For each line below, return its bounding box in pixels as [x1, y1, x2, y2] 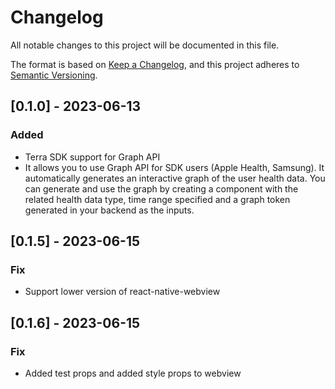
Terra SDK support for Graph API [24, 151, 161, 163]
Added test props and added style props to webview [24, 367, 242, 379]
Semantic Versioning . [10, 69, 98, 81]
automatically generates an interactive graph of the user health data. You [24, 172, 326, 184]
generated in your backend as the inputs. [24, 204, 195, 216]
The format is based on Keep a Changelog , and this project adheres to [10, 58, 300, 70]
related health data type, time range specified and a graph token [24, 193, 291, 205]
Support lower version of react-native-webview [24, 286, 221, 298]
